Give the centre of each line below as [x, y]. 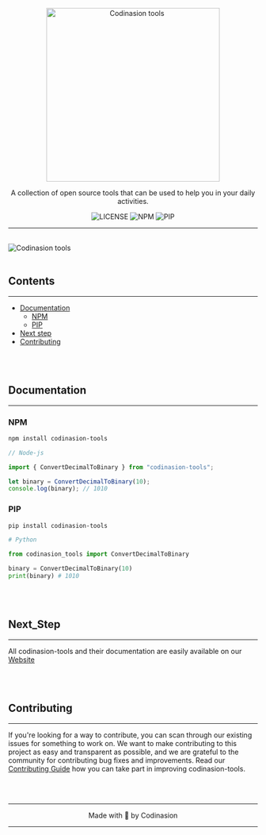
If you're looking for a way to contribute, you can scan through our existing [130, 735]
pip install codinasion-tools [58, 525]
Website [22, 660]
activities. [133, 201]
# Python [23, 540]
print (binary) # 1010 [44, 576]
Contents [32, 281]
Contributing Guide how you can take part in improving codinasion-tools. [127, 768]
